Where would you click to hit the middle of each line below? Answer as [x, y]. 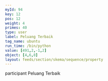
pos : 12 [13, 19]
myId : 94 [14, 10]
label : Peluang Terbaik [29, 37]
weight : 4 [15, 23]
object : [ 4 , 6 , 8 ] [21, 55]
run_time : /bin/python [28, 46]
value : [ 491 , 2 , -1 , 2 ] [26, 50]
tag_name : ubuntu [23, 41]
